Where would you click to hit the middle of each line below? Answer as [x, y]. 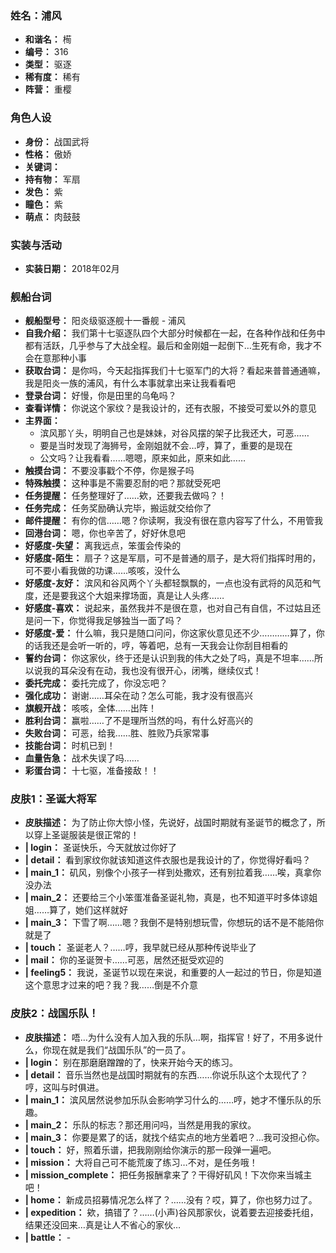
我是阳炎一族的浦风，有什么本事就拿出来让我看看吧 [130, 383]
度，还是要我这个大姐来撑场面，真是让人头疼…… [124, 596]
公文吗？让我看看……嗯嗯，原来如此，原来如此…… [142, 458]
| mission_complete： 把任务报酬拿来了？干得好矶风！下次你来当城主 [168, 1174]
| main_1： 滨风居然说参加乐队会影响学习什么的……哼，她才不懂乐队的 [168, 1099]
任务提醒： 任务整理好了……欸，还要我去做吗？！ [125, 496]
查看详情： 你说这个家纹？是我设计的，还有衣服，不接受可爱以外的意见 [170, 408]
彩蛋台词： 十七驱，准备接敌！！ [92, 771]
